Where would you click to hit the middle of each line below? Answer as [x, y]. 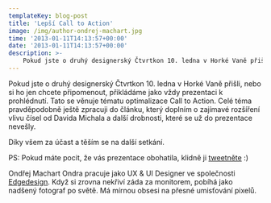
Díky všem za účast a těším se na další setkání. [87, 142]
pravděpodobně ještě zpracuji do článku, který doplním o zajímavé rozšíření [134, 109]
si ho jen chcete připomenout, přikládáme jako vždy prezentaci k [116, 92]
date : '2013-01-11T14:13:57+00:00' [68, 46]
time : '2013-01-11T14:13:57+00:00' [68, 38]
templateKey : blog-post [48, 16]
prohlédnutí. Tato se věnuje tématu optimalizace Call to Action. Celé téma [130, 101]
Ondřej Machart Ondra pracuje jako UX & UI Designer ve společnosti [122, 173]
